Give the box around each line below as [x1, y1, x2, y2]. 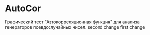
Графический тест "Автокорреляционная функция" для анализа [5, 19, 140, 25]
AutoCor [5, 3, 41, 14]
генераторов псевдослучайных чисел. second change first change [5, 24, 145, 30]
